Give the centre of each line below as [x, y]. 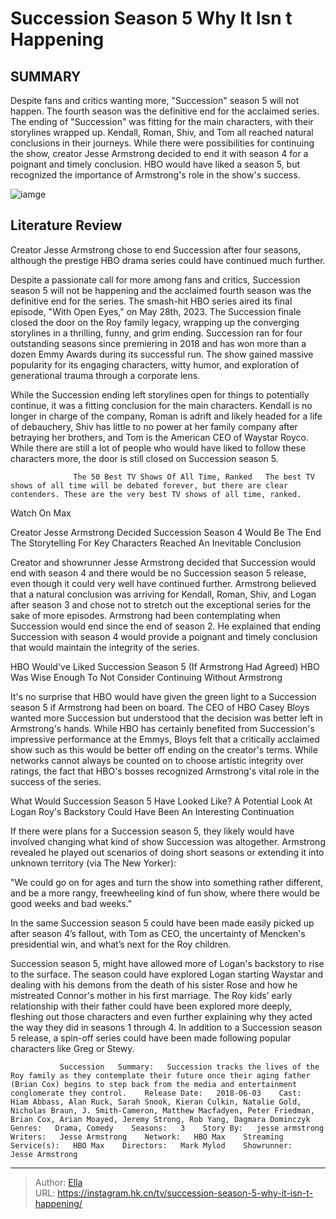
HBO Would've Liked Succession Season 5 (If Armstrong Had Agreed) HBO [165, 666]
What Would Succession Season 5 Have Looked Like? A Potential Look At [161, 801]
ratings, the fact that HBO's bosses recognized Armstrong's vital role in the [165, 771]
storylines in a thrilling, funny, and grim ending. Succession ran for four [156, 333]
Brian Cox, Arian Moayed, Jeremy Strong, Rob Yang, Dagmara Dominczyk [160, 1119]
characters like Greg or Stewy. [72, 1048]
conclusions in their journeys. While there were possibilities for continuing [162, 143]
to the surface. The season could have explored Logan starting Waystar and [167, 974]
